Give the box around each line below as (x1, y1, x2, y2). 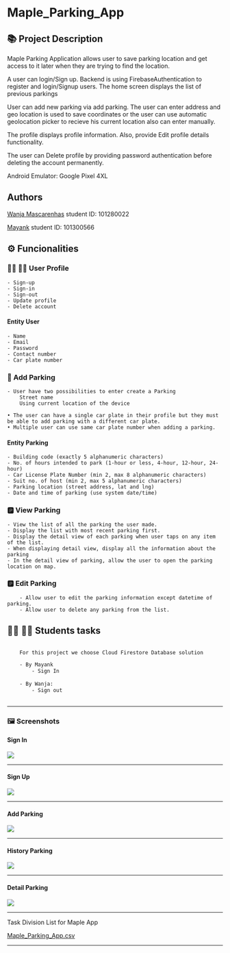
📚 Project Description (7, 33, 103, 45)
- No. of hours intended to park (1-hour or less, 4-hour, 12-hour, (7, 460, 207, 467)
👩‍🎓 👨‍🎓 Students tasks (7, 625, 101, 636)
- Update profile (7, 297, 57, 304)
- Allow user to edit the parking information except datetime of (19, 594, 213, 601)
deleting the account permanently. (7, 159, 104, 166)
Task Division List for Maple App (7, 918, 98, 926)
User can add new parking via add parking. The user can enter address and (7, 103, 221, 111)
